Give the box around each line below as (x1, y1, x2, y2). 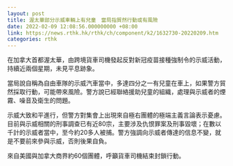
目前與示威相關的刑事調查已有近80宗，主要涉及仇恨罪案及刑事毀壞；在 (7, 120, 209, 128)
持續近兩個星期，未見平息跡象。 (7, 64, 98, 73)
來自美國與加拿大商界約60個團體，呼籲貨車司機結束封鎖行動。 (7, 151, 185, 160)
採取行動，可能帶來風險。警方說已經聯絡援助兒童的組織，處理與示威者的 (12, 88, 220, 96)
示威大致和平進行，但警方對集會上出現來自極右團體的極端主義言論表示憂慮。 (7, 111, 226, 120)
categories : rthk (7, 36, 58, 43)
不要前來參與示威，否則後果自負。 (12, 137, 111, 145)
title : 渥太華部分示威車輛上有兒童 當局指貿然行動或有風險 (7, 17, 158, 24)
